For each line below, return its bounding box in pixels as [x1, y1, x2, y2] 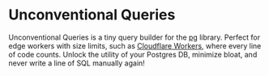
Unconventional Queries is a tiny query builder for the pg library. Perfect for [8, 32, 261, 42]
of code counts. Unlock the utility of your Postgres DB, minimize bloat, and [8, 49, 258, 59]
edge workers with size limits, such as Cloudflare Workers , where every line [8, 40, 262, 50]
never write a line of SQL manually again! [8, 58, 146, 68]
